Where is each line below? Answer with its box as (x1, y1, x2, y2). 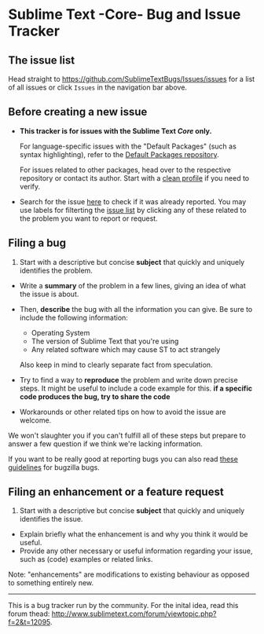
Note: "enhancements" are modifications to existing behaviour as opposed (8, 570, 250, 579)
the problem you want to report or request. (19, 214, 159, 223)
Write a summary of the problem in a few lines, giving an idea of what (19, 280, 246, 290)
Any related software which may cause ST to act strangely (31, 344, 221, 354)
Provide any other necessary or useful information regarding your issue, (19, 546, 253, 555)
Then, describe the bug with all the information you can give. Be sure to (19, 304, 253, 313)
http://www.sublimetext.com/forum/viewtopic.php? (51, 609, 218, 618)
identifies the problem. (19, 266, 93, 275)
